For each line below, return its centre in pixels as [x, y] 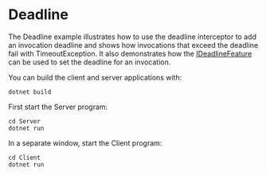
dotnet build [30, 92]
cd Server [25, 121]
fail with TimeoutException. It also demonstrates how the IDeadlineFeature [130, 53]
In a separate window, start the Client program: [85, 143]
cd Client [25, 157]
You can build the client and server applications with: [95, 77]
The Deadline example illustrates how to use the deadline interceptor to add [133, 37]
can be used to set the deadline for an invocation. [90, 62]
